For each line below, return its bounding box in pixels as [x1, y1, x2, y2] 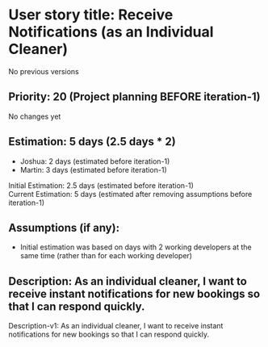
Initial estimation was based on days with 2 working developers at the [19, 242, 252, 252]
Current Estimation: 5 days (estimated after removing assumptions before [8, 189, 253, 199]
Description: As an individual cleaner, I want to [8, 274, 248, 288]
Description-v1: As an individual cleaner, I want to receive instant [8, 321, 224, 331]
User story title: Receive [8, 6, 174, 24]
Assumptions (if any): [8, 220, 119, 235]
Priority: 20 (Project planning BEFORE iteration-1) [8, 90, 261, 104]
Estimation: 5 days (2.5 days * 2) [8, 135, 176, 148]
